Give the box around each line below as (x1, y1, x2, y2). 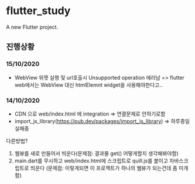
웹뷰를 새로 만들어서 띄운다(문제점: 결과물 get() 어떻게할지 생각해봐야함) (14, 149, 179, 156)
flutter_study (6, 4, 71, 18)
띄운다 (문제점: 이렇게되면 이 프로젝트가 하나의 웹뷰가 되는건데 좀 (30, 164, 177, 171)
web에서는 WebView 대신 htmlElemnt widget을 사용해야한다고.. (14, 81, 163, 88)
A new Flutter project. (6, 23, 59, 30)
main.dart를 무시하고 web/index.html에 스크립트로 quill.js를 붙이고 (14, 157, 169, 164)
